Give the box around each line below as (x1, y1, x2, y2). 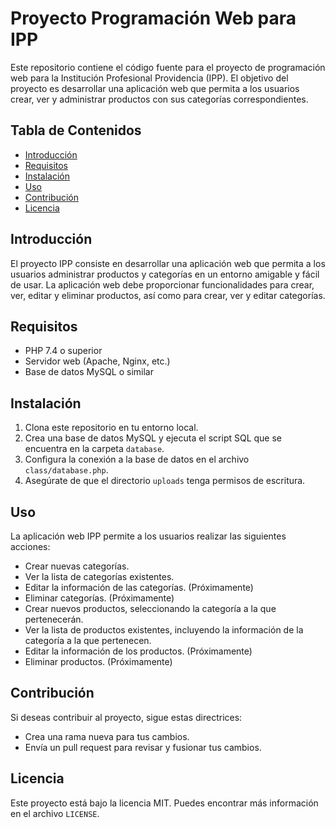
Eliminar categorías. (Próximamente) (24, 592, 175, 604)
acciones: (10, 541, 51, 552)
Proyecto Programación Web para (10, 7, 297, 30)
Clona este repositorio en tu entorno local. (24, 422, 199, 434)
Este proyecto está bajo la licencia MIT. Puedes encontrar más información (10, 797, 319, 809)
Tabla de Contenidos (10, 122, 142, 139)
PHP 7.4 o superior (24, 345, 103, 357)
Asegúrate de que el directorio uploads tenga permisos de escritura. (24, 475, 306, 487)
